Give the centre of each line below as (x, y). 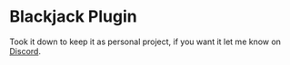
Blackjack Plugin (74, 17)
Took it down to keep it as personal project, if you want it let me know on (145, 42)
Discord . (25, 51)
